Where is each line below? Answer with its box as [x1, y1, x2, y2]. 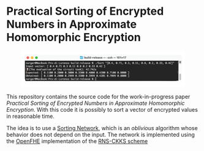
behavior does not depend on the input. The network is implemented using [6, 131, 195, 139]
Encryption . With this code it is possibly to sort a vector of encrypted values [6, 106, 198, 114]
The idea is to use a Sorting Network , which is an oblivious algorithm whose [6, 125, 198, 132]
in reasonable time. [6, 112, 55, 120]
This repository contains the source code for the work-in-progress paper [6, 93, 191, 101]
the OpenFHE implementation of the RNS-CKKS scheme [6, 137, 148, 145]
